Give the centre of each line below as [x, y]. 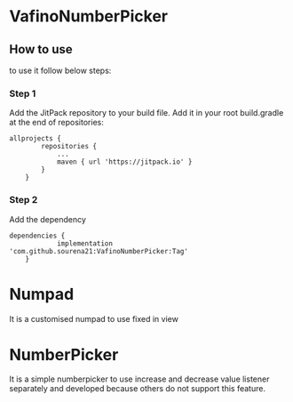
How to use [41, 49]
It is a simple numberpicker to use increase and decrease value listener [139, 379]
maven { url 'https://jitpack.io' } [124, 162]
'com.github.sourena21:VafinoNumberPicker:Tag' [99, 251]
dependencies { [37, 236]
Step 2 [24, 200]
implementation [85, 243]
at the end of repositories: [56, 123]
